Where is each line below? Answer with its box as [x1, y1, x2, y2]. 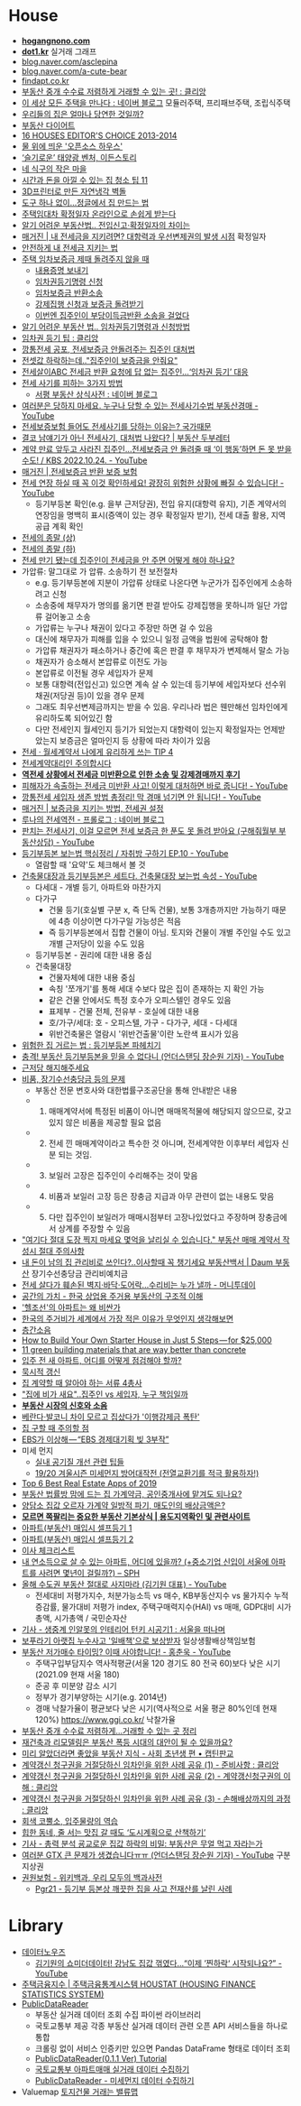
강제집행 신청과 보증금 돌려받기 [34, 299, 144, 309]
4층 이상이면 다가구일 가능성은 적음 [58, 915, 182, 926]
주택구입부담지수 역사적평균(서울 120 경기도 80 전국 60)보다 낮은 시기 [34, 1658, 281, 1668]
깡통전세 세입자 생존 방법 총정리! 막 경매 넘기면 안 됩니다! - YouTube [21, 791, 262, 802]
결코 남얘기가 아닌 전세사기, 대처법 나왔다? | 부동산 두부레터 [21, 432, 231, 443]
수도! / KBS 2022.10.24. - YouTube [21, 455, 148, 466]
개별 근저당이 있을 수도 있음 [48, 938, 145, 948]
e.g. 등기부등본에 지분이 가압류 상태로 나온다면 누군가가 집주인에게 [34, 577, 269, 587]
